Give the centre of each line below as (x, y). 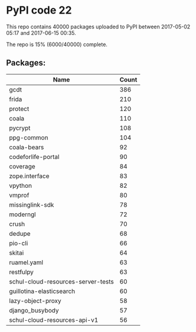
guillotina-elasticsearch (42, 291)
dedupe (20, 233)
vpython (21, 185)
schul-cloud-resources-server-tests (61, 281)
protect (19, 109)
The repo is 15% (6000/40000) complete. (57, 44)
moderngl (23, 214)
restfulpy (22, 272)
